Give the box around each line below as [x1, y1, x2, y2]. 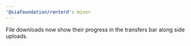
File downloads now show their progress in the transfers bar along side [6, 26, 185, 33]
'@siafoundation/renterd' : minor [6, 9, 91, 15]
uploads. [6, 32, 28, 40]
